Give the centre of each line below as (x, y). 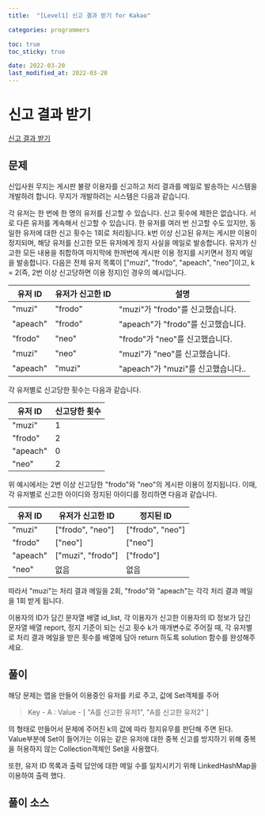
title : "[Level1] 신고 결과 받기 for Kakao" (79, 15)
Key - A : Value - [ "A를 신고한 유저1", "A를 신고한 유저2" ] (118, 712)
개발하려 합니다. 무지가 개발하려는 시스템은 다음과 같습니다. (99, 196)
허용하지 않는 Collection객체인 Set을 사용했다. (88, 749)
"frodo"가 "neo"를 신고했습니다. (175, 339)
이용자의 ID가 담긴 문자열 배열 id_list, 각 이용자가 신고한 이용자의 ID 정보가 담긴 (130, 617)
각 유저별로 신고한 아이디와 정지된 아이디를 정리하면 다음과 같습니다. (113, 494)
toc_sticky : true (37, 51)
